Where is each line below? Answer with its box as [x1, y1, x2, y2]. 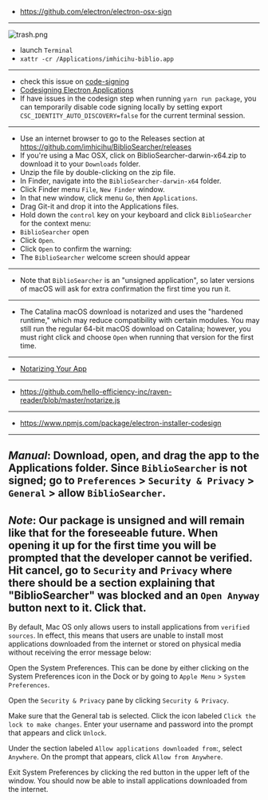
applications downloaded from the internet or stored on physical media [8, 639, 242, 649]
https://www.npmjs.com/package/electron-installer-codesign [19, 419, 222, 428]
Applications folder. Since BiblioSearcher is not [8, 461, 247, 475]
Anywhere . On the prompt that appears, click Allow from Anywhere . [8, 752, 223, 762]
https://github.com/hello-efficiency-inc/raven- [19, 387, 172, 396]
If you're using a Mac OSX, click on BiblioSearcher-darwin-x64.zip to [19, 151, 246, 160]
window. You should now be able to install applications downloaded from [8, 776, 248, 786]
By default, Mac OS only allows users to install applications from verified [8, 623, 250, 632]
